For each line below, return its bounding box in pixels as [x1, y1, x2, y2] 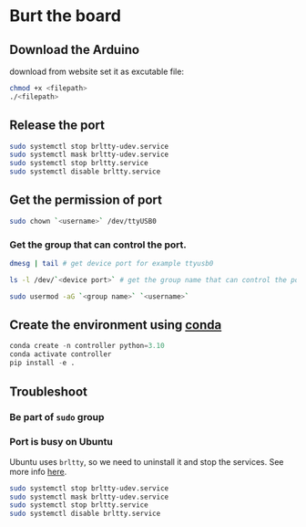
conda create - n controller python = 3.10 [9, 342, 166, 351]
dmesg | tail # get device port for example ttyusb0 [9, 259, 214, 269]
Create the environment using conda [9, 317, 222, 333]
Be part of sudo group [9, 411, 105, 424]
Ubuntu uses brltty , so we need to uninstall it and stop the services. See [9, 456, 284, 467]
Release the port [9, 118, 105, 133]
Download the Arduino [9, 42, 139, 58]
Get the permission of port [9, 193, 162, 208]
